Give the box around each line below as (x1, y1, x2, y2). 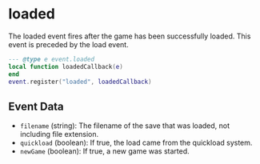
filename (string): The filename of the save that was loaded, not (19, 121, 230, 130)
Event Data (8, 99, 64, 113)
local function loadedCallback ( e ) (8, 62, 124, 70)
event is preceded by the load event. (8, 39, 130, 49)
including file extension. (19, 130, 99, 139)
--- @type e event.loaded (8, 55, 94, 63)
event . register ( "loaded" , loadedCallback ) (8, 78, 152, 86)
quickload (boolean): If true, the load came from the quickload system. (19, 138, 253, 148)
